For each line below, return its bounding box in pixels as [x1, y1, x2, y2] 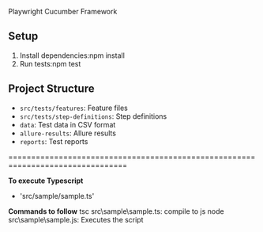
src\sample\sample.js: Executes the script [8, 215, 144, 224]
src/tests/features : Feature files [19, 103, 129, 112]
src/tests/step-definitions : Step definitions [19, 111, 167, 121]
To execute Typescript [8, 176, 84, 185]
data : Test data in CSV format [19, 120, 116, 129]
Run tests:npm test [19, 59, 81, 68]
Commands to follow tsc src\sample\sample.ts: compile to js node [8, 206, 224, 216]
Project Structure [8, 82, 95, 96]
